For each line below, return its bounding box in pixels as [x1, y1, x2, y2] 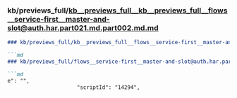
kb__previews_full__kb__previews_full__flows [68, 6, 228, 15]
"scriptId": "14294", [76, 83, 140, 91]
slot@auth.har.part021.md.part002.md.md [7, 23, 159, 33]
